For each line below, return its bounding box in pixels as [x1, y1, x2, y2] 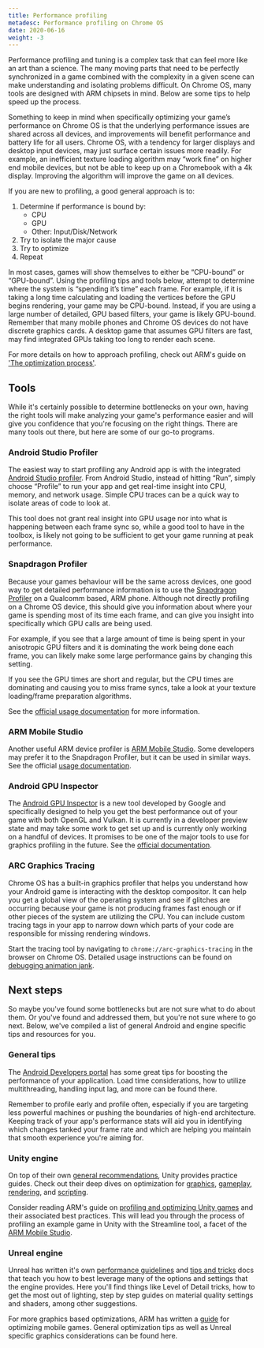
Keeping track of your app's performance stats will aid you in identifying [8, 1116, 243, 1125]
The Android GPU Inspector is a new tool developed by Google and [8, 798, 226, 808]
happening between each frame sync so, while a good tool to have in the [8, 522, 245, 531]
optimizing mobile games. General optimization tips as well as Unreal [8, 1323, 232, 1332]
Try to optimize [19, 244, 69, 253]
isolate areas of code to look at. [8, 498, 110, 508]
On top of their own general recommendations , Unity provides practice [8, 1170, 238, 1180]
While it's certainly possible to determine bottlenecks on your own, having [8, 402, 249, 411]
